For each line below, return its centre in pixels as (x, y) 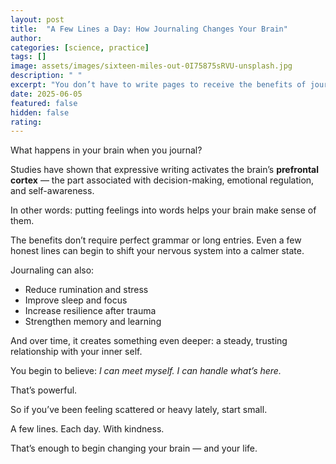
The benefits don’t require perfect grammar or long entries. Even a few (156, 240)
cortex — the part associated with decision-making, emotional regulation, (162, 180)
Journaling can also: (52, 270)
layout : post (37, 19)
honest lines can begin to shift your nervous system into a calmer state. (157, 251)
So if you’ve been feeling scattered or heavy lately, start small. (139, 410)
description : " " (46, 76)
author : (26, 38)
